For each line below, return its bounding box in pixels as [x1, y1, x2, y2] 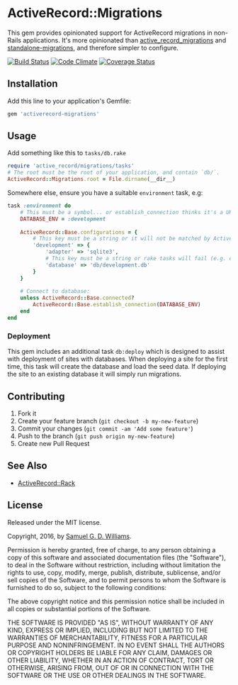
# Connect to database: [20, 288, 91, 295]
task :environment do [7, 202, 72, 210]
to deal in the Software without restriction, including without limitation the [7, 560, 221, 569]
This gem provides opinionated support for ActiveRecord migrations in [7, 28, 212, 37]
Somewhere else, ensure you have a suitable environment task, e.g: [7, 189, 203, 197]
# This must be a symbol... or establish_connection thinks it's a [20, 208, 223, 216]
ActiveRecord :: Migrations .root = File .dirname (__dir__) [7, 176, 176, 183]
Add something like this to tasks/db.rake [7, 149, 126, 157]
